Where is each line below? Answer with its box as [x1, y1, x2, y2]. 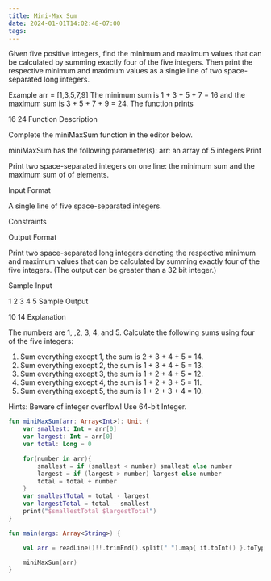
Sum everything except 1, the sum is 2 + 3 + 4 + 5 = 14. [19, 352, 204, 362]
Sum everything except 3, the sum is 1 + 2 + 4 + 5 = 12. [19, 369, 204, 379]
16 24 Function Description [8, 115, 98, 124]
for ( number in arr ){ [23, 454, 92, 462]
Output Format [8, 232, 57, 242]
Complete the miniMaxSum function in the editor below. [8, 130, 194, 140]
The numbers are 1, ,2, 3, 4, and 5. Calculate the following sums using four [8, 328, 256, 337]
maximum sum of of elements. [8, 170, 110, 180]
